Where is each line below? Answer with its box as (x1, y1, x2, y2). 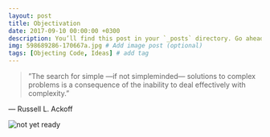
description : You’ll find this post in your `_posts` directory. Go (8, 34, 243, 43)
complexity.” (27, 89, 70, 98)
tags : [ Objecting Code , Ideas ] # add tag (8, 49, 149, 57)
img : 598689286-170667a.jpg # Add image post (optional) (8, 42, 203, 50)
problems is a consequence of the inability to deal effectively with (27, 80, 247, 89)
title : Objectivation (8, 19, 81, 27)
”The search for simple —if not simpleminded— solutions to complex (27, 72, 256, 81)
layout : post (8, 11, 52, 20)
